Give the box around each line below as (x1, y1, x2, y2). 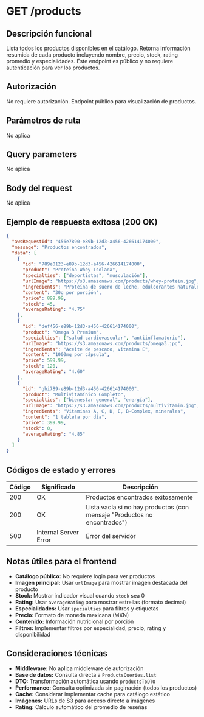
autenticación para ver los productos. (6, 64, 100, 71)
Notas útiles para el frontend (6, 556, 117, 567)
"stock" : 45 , (22, 301, 56, 307)
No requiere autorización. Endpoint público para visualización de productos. (6, 97, 197, 105)
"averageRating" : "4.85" (22, 431, 86, 437)
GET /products (6, 4, 82, 18)
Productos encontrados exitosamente (86, 493, 193, 502)
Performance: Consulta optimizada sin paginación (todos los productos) (15, 684, 197, 691)
